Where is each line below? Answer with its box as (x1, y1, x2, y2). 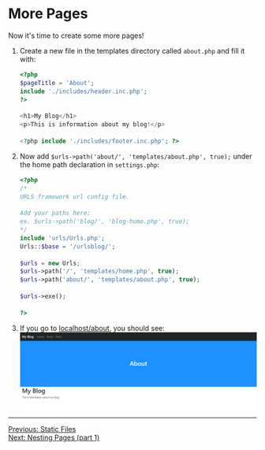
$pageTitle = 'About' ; (19, 79, 95, 87)
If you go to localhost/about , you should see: (19, 323, 166, 333)
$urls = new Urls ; (19, 259, 80, 267)
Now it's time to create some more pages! (8, 31, 144, 40)
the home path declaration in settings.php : (19, 159, 160, 169)
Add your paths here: (19, 210, 91, 218)
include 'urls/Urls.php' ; (19, 234, 105, 242)
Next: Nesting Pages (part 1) (8, 433, 100, 442)
